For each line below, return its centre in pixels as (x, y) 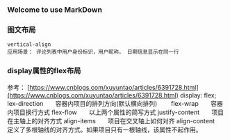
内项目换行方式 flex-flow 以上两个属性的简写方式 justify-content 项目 (116, 112)
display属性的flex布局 (44, 71)
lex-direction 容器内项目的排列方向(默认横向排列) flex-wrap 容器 (115, 103)
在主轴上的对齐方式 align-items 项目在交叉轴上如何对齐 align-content (111, 120)
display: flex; (198, 95)
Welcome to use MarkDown (55, 10)
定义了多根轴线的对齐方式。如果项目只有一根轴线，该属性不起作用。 (105, 130)
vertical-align (29, 45)
